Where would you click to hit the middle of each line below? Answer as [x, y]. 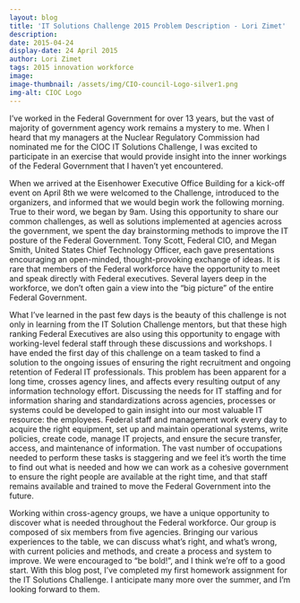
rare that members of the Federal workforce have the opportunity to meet [145, 269]
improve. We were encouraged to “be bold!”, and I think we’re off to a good [147, 560]
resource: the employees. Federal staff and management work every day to [148, 419]
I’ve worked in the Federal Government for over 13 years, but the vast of [142, 118]
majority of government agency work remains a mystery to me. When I [140, 127]
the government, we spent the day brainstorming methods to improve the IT [149, 230]
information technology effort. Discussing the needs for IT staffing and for [146, 391]
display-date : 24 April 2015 [64, 51]
